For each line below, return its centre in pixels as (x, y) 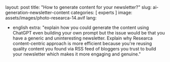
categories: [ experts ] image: (102, 12)
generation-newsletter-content (38, 12)
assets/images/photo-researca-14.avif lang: (51, 18)
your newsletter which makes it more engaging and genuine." (77, 54)
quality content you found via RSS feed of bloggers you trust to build (84, 49)
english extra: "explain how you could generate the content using (81, 27)
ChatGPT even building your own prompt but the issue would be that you (89, 33)
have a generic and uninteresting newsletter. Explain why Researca (83, 38)
